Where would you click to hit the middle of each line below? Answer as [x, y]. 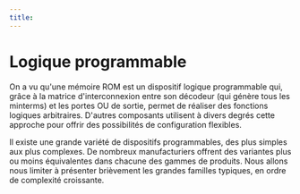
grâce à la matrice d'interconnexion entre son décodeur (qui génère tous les [150, 96]
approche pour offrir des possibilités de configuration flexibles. [125, 124]
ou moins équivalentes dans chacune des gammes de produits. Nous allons [149, 161]
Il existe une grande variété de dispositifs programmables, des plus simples [149, 142]
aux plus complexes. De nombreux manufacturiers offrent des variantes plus [150, 151]
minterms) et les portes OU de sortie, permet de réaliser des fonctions [139, 105]
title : [21, 17]
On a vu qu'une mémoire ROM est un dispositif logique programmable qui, [146, 87]
